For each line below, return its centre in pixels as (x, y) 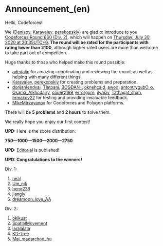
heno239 (21, 188)
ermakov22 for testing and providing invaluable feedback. (70, 97)
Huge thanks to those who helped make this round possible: (65, 62)
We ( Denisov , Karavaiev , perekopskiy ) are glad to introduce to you (71, 32)
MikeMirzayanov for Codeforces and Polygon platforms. (68, 102)
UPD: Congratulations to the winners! (44, 159)
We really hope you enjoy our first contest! (48, 122)
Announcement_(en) (48, 9)
